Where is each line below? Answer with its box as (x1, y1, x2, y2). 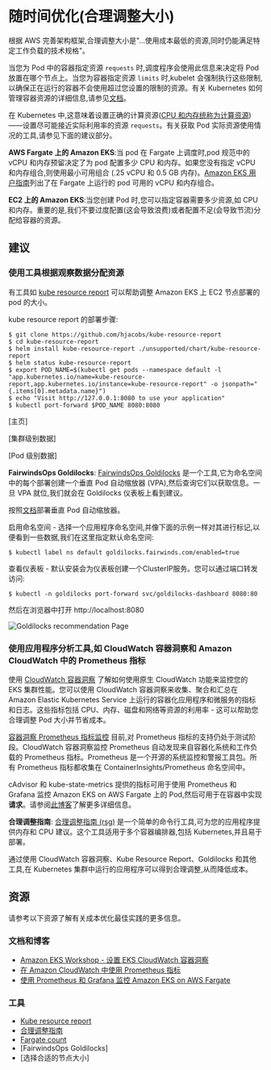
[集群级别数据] (8, 433, 56, 443)
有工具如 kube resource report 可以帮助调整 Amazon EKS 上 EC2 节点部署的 (8, 287, 261, 297)
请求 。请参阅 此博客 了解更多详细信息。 (8, 800, 135, 809)
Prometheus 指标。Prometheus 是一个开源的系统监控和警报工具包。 (23, 752, 250, 762)
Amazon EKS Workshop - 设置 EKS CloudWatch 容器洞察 (19, 955, 209, 965)
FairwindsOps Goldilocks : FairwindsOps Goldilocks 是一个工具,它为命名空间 (8, 467, 262, 477)
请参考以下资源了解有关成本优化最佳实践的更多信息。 (8, 913, 186, 922)
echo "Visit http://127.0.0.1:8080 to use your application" (15, 394, 226, 402)
